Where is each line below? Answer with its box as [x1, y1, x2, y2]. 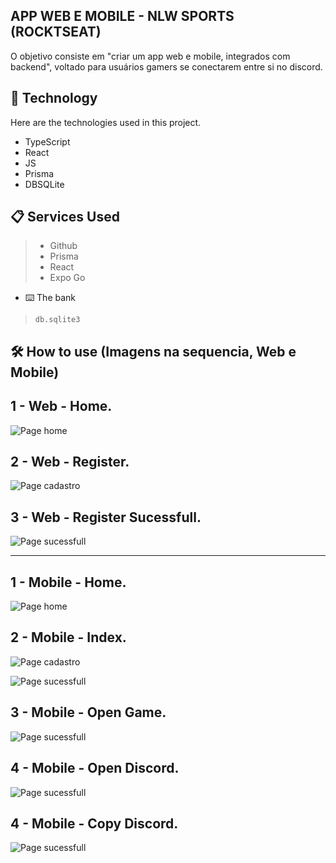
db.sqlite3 [34, 315, 81, 325]
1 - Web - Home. [10, 398, 113, 415]
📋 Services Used [10, 209, 120, 226]
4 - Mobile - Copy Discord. [10, 815, 179, 832]
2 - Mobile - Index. [10, 629, 127, 646]
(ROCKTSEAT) [10, 24, 102, 41]
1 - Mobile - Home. [10, 574, 127, 591]
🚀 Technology [10, 90, 98, 107]
